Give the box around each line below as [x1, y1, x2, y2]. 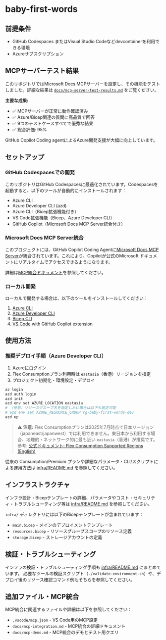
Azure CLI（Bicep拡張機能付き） [12, 208, 79, 214]
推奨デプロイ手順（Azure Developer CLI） [5, 352, 107, 359]
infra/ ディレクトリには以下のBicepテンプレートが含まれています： [5, 511, 144, 517]
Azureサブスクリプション [12, 51, 64, 56]
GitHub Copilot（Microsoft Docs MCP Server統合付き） [12, 221, 126, 227]
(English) [17, 448, 36, 454]
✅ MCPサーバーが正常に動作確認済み [12, 108, 88, 114]
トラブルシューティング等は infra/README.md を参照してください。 [13, 501, 153, 507]
